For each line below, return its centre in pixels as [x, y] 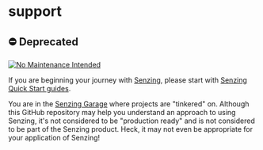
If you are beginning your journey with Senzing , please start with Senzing [128, 80]
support [35, 12]
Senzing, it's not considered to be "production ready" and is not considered [131, 121]
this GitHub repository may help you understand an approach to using [122, 112]
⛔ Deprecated [44, 42]
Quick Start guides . [40, 88]
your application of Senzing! [54, 138]
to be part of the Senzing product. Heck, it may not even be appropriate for [131, 129]
